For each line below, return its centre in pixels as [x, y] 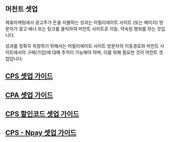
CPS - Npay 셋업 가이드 [41, 133]
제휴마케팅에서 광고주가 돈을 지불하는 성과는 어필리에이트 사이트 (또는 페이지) [82, 22]
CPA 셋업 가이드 [29, 95]
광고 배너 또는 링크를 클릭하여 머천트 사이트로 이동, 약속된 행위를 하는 [87, 29]
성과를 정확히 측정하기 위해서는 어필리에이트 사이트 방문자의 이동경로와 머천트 [82, 46]
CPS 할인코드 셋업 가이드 [42, 114]
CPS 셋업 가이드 [29, 76]
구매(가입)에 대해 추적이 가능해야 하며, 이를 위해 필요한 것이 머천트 [92, 52]
